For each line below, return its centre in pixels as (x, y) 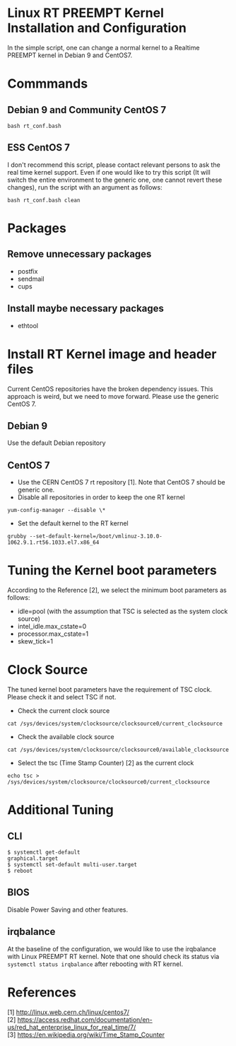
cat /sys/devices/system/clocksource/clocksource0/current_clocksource (115, 724)
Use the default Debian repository (57, 443)
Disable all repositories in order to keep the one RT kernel (101, 497)
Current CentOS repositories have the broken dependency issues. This (110, 389)
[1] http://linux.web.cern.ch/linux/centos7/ (68, 1012)
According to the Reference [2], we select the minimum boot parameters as (117, 590)
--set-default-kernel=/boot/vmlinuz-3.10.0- (96, 536)
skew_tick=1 (35, 641)
